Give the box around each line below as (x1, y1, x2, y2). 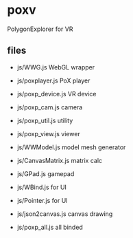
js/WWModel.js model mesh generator (16, 143, 126, 151)
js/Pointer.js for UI (16, 196, 68, 204)
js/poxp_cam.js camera (16, 102, 83, 111)
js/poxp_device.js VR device (16, 89, 97, 98)
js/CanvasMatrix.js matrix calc (16, 156, 103, 164)
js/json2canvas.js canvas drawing (16, 209, 113, 218)
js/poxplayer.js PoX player (16, 76, 90, 85)
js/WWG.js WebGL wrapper (16, 63, 95, 71)
